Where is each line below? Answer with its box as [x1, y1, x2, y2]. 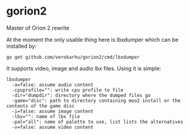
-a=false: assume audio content [12, 82, 94, 88]
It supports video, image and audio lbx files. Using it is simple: [6, 65, 162, 72]
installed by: [6, 42, 37, 50]
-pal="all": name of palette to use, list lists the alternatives [12, 119, 184, 125]
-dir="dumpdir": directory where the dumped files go [12, 92, 151, 98]
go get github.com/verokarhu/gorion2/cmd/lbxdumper [6, 54, 140, 60]
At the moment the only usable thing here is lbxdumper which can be [6, 36, 179, 43]
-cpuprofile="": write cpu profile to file [12, 87, 123, 93]
